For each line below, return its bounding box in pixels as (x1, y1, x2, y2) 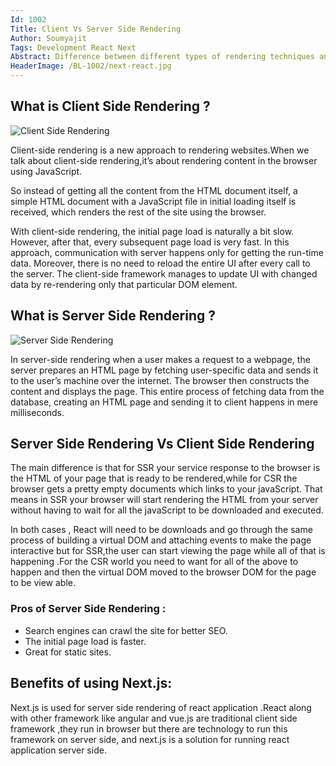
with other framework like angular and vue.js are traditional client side (10, 712, 298, 724)
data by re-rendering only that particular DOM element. (10, 278, 238, 290)
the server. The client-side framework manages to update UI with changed (10, 267, 318, 280)
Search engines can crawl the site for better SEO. (24, 624, 228, 636)
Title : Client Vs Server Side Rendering (10, 24, 182, 34)
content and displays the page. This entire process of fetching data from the (10, 385, 325, 397)
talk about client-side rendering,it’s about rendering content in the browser (10, 154, 318, 166)
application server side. (10, 744, 107, 756)
